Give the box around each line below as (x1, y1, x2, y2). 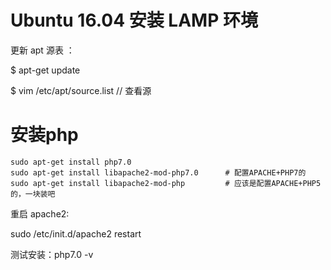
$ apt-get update (10, 64, 81, 76)
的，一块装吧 (10, 189, 56, 199)
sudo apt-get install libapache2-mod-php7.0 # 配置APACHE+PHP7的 (10, 167, 307, 178)
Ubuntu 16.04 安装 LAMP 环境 (10, 9, 258, 32)
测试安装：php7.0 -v (10, 248, 94, 260)
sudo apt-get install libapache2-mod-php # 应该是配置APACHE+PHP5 (10, 178, 322, 188)
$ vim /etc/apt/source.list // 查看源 (10, 84, 152, 96)
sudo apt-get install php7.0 (10, 157, 132, 167)
